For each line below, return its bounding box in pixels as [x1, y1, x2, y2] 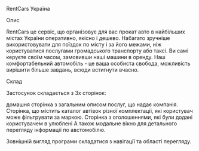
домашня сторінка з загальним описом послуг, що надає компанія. [6, 101, 178, 108]
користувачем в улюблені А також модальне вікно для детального [6, 120, 177, 127]
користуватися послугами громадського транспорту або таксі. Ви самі [6, 47, 189, 54]
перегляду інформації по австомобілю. [6, 127, 106, 133]
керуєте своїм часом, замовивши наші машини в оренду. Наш [6, 54, 166, 60]
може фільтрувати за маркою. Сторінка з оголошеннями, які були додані [6, 113, 193, 121]
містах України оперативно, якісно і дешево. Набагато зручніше [6, 35, 170, 41]
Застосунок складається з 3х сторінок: [6, 90, 106, 96]
